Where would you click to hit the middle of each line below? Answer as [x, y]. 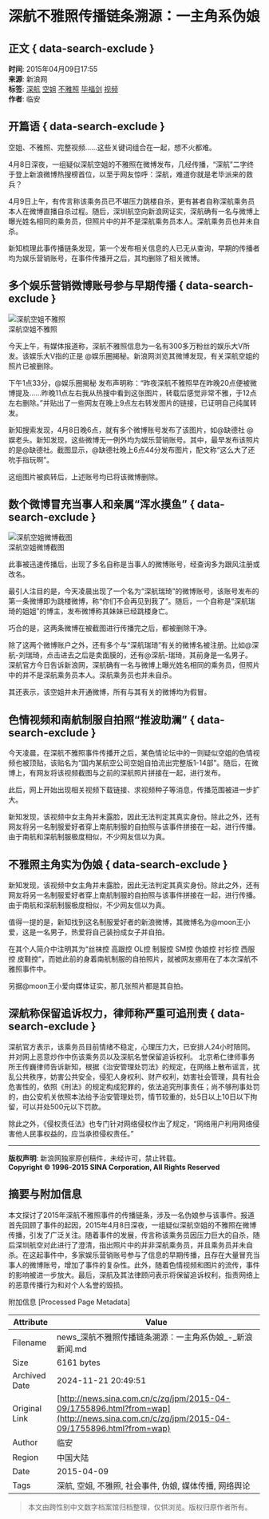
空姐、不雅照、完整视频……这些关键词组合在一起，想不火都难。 [113, 147]
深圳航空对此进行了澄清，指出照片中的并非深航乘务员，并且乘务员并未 [130, 1245]
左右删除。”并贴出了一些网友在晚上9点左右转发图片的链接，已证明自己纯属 [129, 403]
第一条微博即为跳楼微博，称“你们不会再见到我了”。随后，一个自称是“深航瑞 [132, 601]
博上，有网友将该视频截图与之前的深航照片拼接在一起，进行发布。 [117, 773]
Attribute [31, 1322]
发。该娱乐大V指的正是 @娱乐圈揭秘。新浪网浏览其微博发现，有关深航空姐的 [134, 355]
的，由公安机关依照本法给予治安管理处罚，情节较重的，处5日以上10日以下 [129, 1097]
